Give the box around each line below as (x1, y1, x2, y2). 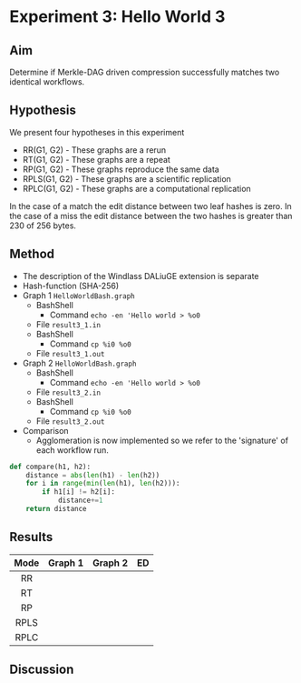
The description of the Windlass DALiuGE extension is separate (22, 270, 260, 281)
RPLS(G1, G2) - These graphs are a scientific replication (22, 173, 231, 184)
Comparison (22, 425, 70, 436)
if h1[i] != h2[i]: (42, 487, 116, 497)
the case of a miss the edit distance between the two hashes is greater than (9, 210, 293, 221)
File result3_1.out (35, 347, 105, 358)
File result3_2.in (35, 387, 102, 397)
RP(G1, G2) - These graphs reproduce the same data (22, 164, 219, 175)
